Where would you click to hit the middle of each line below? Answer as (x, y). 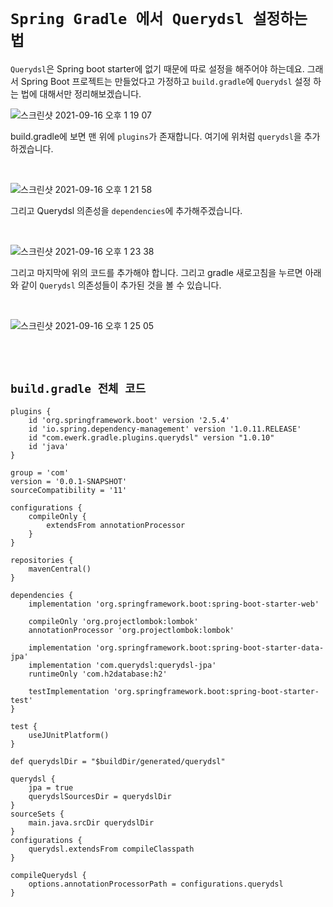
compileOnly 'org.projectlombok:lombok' (113, 621)
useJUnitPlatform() (69, 735)
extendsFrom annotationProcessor (116, 525)
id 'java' (49, 446)
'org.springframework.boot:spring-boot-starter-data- (210, 647)
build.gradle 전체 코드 (78, 389)
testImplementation (69, 691)
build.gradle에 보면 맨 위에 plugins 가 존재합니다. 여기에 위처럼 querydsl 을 (156, 136)
